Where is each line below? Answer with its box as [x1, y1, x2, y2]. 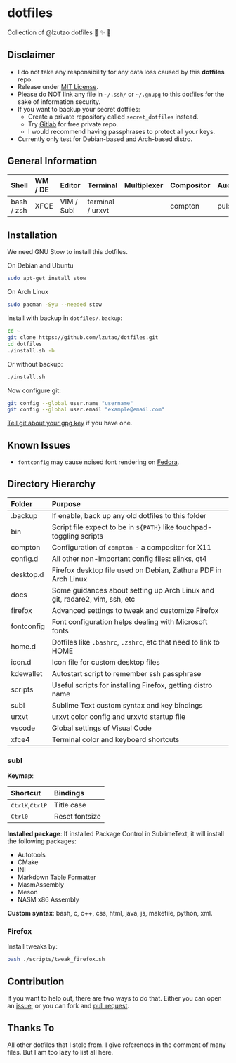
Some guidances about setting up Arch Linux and [51, 585, 214, 595]
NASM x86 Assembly [17, 895, 79, 904]
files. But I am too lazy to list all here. [7, 1048, 114, 1056]
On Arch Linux [7, 288, 49, 296]
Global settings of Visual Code [51, 723, 152, 733]
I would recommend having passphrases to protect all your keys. [27, 127, 216, 136]
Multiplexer [124, 180, 164, 190]
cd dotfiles [7, 341, 42, 348]
